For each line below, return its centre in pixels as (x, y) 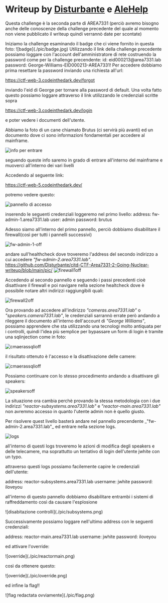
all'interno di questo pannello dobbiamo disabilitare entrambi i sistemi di (79, 496)
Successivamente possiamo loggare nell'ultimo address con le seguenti (79, 521)
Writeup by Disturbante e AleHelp (77, 9)
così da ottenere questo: (30, 566)
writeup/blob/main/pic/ (29, 270)
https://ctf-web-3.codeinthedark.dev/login (49, 110)
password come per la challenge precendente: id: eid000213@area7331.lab (83, 59)
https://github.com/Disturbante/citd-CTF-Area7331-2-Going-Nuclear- (77, 265)
